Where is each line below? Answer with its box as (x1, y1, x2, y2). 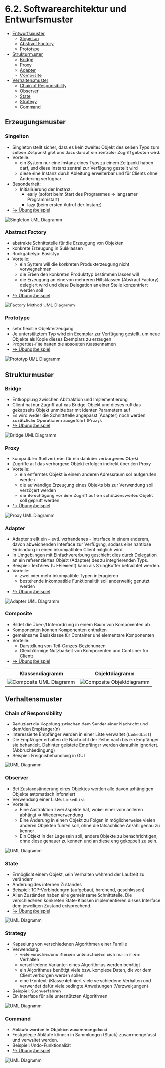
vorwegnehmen (19, 266, 52, 272)
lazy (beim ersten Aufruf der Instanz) (27, 201, 102, 208)
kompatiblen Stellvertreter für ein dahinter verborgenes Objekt (12, 456, 139, 462)
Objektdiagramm (94, 670, 135, 677)
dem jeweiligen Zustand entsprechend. (12, 903, 92, 909)
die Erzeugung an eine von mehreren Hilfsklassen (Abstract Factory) (19, 276, 159, 282)
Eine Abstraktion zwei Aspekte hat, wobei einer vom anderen (19, 806, 143, 812)
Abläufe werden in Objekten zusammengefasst (12, 1027, 107, 1032)
